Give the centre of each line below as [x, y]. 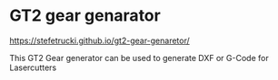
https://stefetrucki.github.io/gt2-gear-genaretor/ [100, 40]
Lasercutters [33, 67]
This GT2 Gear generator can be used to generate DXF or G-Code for [139, 58]
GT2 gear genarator [85, 16]
